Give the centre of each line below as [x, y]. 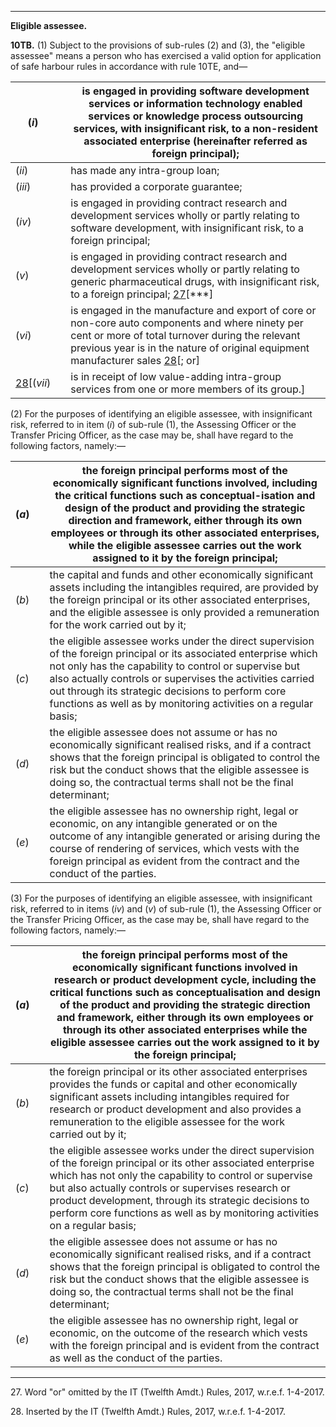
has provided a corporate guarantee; [156, 186]
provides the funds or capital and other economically [173, 1084]
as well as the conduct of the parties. [136, 1358]
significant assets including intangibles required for [169, 1096]
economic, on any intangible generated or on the [163, 823]
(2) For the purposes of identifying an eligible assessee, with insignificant [161, 414]
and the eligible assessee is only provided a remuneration [184, 612]
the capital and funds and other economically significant [181, 574]
